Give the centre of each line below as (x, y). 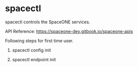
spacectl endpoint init (34, 59)
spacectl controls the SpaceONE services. (48, 22)
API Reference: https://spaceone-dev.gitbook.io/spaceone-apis (69, 31)
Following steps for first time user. (39, 41)
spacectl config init (32, 50)
